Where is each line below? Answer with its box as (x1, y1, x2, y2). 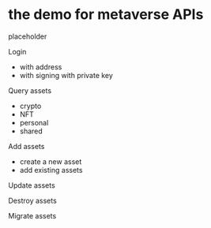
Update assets (8, 180, 55, 190)
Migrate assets (8, 211, 57, 220)
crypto (19, 101, 42, 110)
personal (19, 118, 49, 127)
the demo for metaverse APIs (8, 6, 204, 24)
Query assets (8, 85, 52, 95)
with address (19, 62, 62, 72)
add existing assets (19, 165, 83, 174)
